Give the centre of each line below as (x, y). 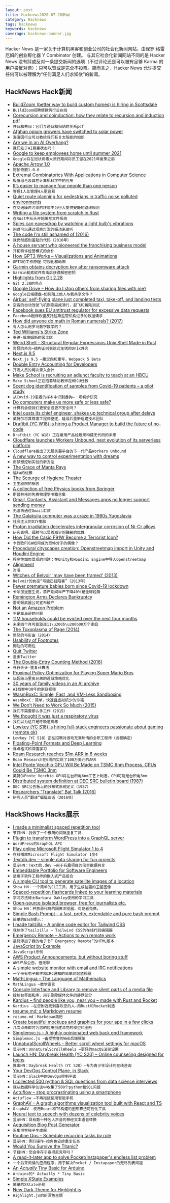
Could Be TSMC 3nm (35, 770)
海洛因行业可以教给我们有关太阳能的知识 (48, 137)
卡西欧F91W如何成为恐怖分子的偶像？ (45, 543)
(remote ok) (25, 732)
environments (27, 202)
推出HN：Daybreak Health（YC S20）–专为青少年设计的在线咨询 (72, 1065)
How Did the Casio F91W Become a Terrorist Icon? (65, 537)
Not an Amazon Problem (38, 608)
